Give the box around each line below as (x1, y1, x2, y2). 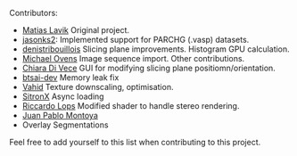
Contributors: (9, 8, 58, 18)
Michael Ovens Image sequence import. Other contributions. (21, 53, 245, 63)
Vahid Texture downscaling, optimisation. (21, 82, 174, 92)
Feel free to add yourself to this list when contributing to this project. (9, 137, 261, 147)
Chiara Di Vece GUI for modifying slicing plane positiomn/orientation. (21, 62, 276, 73)
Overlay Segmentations (21, 119, 109, 130)
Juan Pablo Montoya (21, 111, 98, 120)
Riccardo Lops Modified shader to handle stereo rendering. (21, 101, 240, 111)
